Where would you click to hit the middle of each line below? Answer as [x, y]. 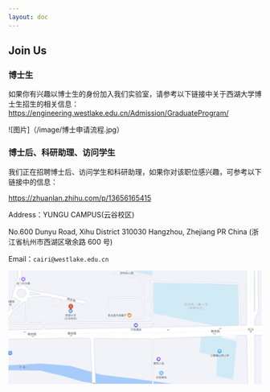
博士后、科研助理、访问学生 [62, 153]
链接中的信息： [33, 182]
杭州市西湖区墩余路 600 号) [67, 241]
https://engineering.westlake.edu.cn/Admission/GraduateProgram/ [119, 113]
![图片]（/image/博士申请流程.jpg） [66, 130]
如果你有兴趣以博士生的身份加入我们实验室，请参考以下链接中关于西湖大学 [131, 94]
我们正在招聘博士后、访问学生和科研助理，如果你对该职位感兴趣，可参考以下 [135, 171]
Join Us [28, 51]
